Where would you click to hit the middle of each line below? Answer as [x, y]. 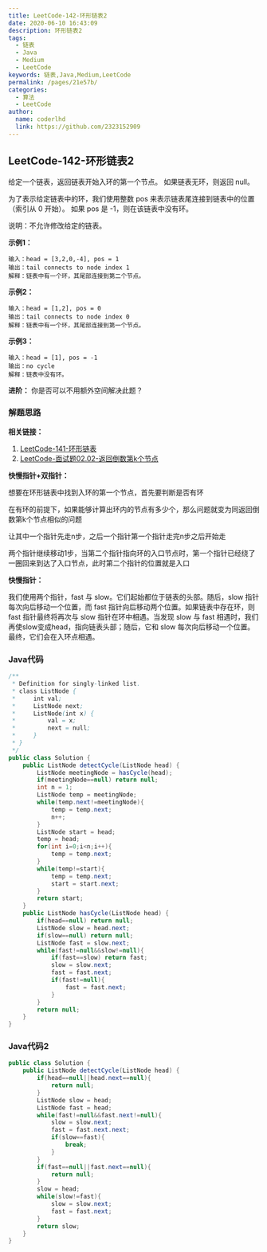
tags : [17, 38]
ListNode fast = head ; [75, 1108]
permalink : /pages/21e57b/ [53, 82]
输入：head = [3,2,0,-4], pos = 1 [64, 259]
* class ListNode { [44, 691]
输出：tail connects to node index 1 [69, 268]
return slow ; [59, 1226]
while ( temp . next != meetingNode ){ [91, 802]
